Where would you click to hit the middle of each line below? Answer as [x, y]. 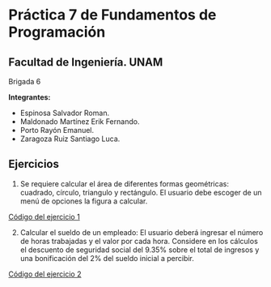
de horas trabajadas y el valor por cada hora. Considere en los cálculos [139, 241]
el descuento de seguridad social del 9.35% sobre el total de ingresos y [140, 250]
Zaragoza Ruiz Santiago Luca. [70, 139]
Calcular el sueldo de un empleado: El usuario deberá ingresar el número [142, 232]
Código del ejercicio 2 [45, 274]
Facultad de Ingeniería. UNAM [86, 62]
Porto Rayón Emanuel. [57, 130]
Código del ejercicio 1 [44, 216]
